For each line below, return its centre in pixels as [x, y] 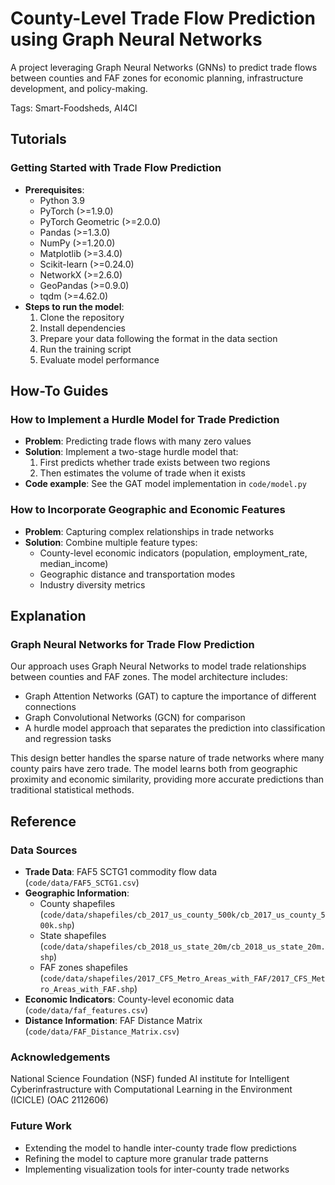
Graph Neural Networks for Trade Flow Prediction [132, 644]
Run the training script [85, 349]
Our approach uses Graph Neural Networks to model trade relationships [158, 666]
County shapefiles [77, 903]
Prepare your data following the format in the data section [158, 338]
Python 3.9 [62, 200]
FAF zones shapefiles [83, 967]
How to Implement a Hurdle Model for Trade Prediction [145, 419]
